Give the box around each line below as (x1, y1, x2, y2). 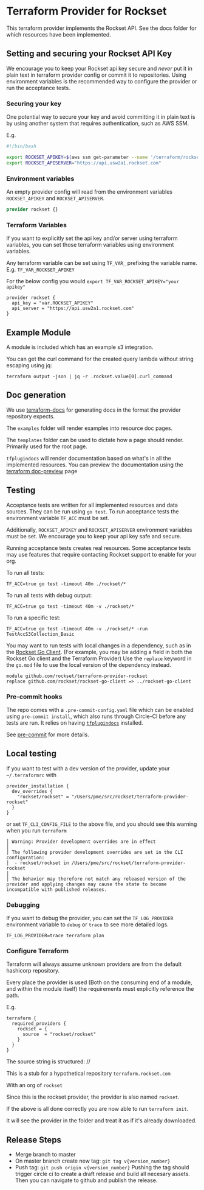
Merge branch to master (15, 1151, 76, 1158)
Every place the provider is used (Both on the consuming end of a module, (6, 979, 192, 986)
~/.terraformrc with (6, 771, 56, 778)
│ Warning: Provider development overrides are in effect (6, 839, 156, 845)
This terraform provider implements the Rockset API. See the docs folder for (6, 24, 197, 32)
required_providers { (12, 1021, 67, 1027)
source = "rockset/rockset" (22, 1031, 97, 1038)
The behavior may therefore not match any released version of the (12, 876, 186, 882)
